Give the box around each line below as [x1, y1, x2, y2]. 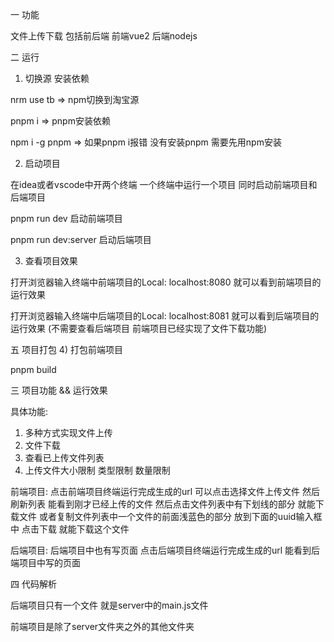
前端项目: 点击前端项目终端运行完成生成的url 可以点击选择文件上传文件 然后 [10, 486, 321, 497]
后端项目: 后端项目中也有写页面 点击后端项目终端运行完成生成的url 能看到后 [10, 544, 321, 556]
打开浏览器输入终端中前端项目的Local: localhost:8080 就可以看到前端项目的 [10, 276, 322, 288]
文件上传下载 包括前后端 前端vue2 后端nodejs [10, 30, 198, 42]
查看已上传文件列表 [24, 452, 105, 463]
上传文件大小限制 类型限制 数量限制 [24, 464, 171, 476]
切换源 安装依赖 [24, 73, 90, 84]
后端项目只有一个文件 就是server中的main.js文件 [10, 599, 209, 611]
